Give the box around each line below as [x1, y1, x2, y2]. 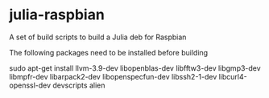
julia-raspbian [9, 6, 106, 24]
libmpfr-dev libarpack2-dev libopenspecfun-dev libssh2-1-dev [9, 71, 217, 81]
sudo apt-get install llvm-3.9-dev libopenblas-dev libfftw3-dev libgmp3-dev [9, 63, 261, 73]
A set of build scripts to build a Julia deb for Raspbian [9, 32, 187, 42]
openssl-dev [9, 80, 52, 90]
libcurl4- [218, 71, 248, 81]
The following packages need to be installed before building [9, 47, 209, 57]
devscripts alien [52, 80, 106, 90]
